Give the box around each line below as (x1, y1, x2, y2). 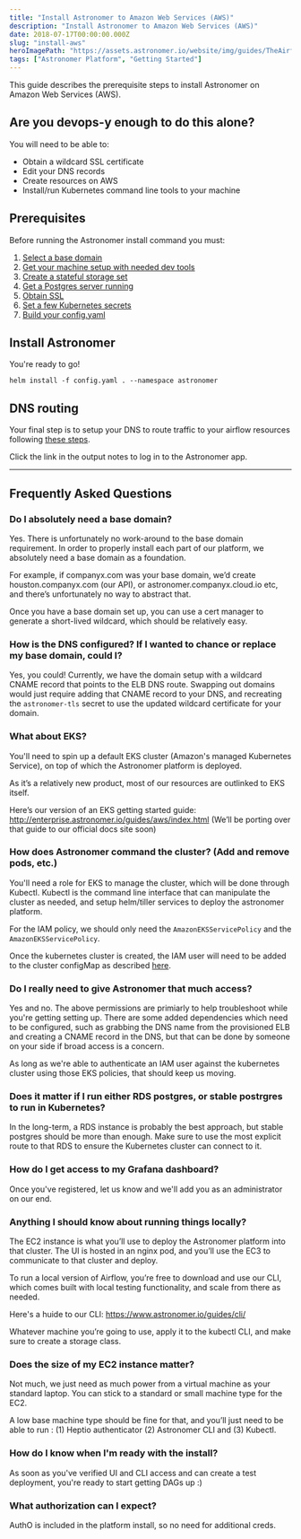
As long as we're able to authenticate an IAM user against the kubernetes (9, 1058, 280, 1069)
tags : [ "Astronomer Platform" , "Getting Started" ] (9, 55, 202, 64)
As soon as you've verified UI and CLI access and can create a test (9, 1467, 257, 1478)
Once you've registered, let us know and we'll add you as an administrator (9, 1184, 283, 1194)
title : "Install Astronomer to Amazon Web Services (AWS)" (9, 13, 235, 22)
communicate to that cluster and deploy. (9, 1255, 159, 1266)
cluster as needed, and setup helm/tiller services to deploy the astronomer (9, 896, 285, 907)
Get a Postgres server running (21, 280, 134, 292)
